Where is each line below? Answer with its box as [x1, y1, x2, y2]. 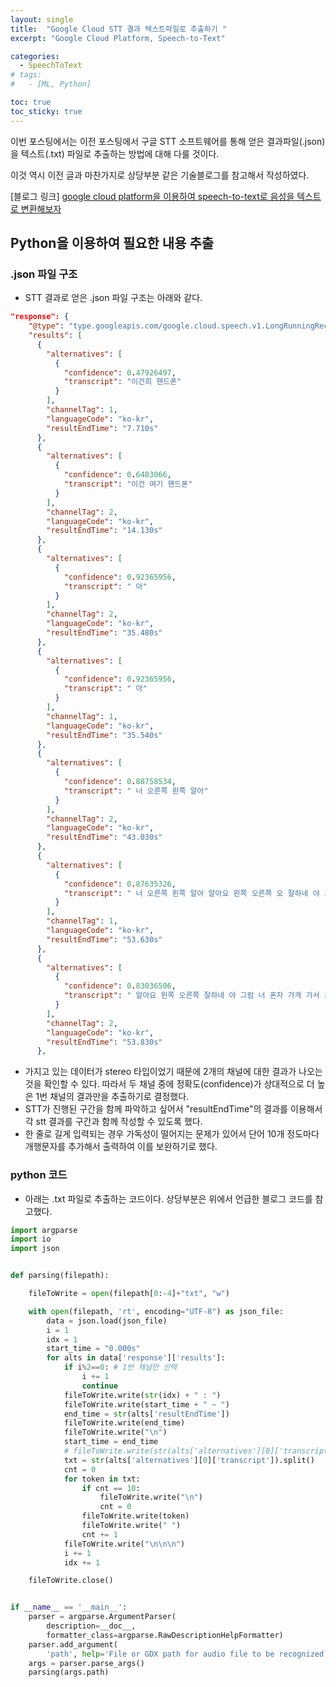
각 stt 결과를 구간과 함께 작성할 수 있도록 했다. [24, 1116, 203, 1128]
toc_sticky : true [10, 106, 83, 116]
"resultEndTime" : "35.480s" [46, 628, 163, 638]
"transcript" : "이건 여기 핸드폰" [63, 479, 193, 490]
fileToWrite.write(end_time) [63, 1418, 186, 1428]
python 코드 [10, 1168, 68, 1182]
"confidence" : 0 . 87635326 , [63, 879, 177, 889]
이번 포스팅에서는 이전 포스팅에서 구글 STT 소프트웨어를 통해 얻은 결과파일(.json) [10, 135, 326, 147]
